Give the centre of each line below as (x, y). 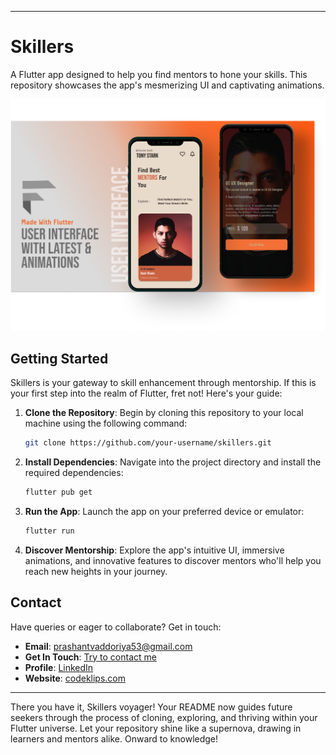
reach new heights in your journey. (96, 571)
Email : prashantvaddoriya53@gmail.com (108, 646)
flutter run (49, 531)
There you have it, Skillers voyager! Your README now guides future (151, 707)
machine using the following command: (106, 423)
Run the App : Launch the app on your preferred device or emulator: (164, 512)
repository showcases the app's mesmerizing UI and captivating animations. (167, 85)
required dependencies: (74, 473)
